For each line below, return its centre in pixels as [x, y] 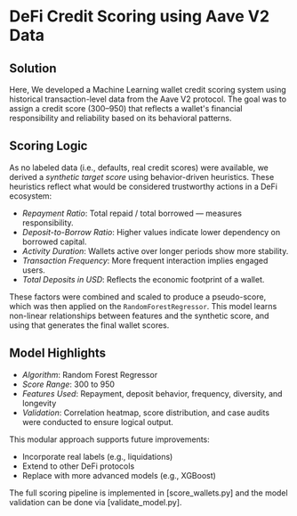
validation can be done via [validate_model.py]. [96, 502]
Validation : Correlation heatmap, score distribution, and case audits [145, 413]
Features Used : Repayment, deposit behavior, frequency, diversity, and [152, 393]
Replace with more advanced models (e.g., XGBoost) [119, 475]
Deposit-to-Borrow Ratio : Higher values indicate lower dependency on [151, 232]
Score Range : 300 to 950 [68, 384]
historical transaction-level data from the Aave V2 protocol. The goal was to [148, 99]
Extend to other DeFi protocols [78, 466]
